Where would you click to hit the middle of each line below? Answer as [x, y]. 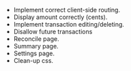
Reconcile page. [36, 39]
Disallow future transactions [53, 31]
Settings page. [34, 53]
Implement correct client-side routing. [67, 10]
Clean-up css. [33, 60]
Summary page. [36, 46]
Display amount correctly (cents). [60, 17]
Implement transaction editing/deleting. [69, 24]
